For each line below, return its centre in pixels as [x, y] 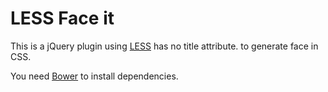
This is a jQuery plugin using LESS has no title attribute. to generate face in [164, 46]
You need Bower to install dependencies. [94, 76]
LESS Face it [62, 18]
